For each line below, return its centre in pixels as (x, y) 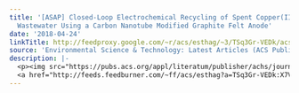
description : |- (39, 58)
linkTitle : (29, 42)
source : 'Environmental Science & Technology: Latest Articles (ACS (139, 50)
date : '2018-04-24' (45, 34)
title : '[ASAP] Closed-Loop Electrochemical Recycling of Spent (131, 17)
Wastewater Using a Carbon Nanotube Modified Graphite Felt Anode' (145, 26)
